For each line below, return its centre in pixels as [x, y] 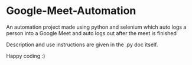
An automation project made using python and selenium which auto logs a [96, 27]
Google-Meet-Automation [71, 11]
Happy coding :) [26, 56]
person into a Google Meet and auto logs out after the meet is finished [92, 33]
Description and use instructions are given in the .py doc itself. [82, 45]
